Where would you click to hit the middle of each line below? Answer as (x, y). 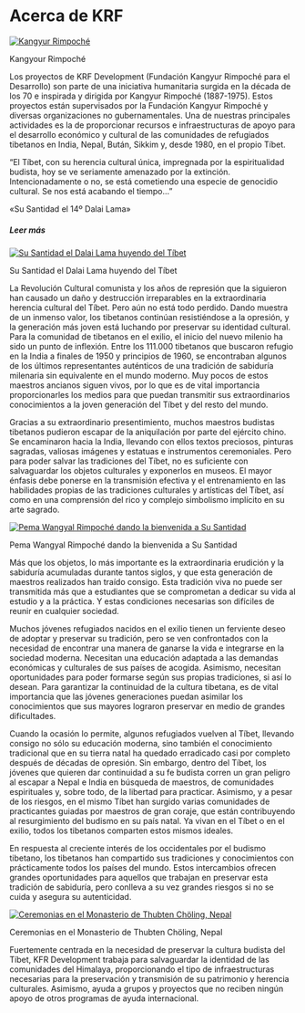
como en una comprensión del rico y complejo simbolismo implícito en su (147, 499)
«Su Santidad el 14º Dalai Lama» (70, 209)
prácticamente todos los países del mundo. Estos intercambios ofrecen (143, 867)
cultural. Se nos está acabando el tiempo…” (91, 191)
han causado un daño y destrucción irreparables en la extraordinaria (138, 298)
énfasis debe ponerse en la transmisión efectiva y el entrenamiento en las (148, 480)
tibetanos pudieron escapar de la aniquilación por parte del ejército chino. (148, 432)
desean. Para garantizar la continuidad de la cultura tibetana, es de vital (144, 686)
